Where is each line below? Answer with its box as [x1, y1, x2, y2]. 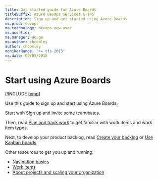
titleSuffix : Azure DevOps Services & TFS [5, 12, 94, 17]
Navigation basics [12, 159, 50, 165]
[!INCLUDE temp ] [5, 91, 41, 97]
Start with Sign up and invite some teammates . [5, 110, 101, 116]
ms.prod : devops [5, 21, 39, 26]
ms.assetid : [5, 30, 30, 35]
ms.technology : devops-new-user [5, 26, 72, 31]
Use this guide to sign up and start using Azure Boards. [5, 100, 118, 106]
